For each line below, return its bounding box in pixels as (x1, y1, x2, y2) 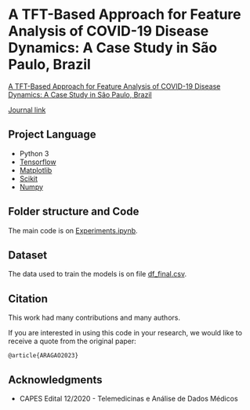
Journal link (8, 104, 46, 115)
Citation (8, 292, 49, 306)
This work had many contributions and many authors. (8, 313, 180, 323)
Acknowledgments (8, 373, 103, 386)
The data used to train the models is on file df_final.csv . (8, 269, 187, 279)
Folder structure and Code (8, 205, 139, 218)
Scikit (19, 174, 38, 183)
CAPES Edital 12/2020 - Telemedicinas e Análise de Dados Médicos (19, 394, 238, 403)
